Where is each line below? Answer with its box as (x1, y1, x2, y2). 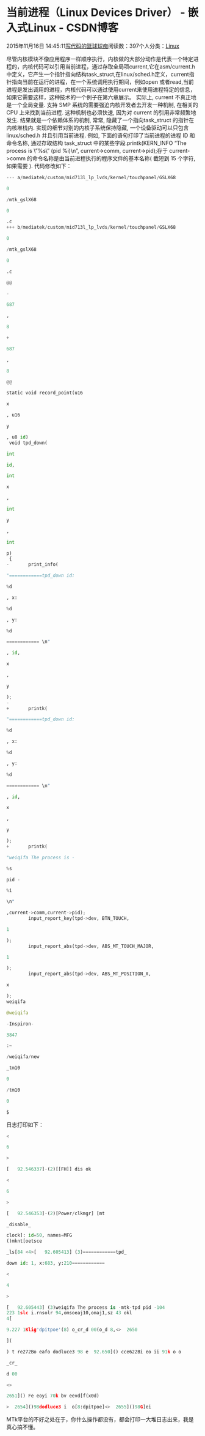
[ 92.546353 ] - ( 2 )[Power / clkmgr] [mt (6, 1210, 105, 1216)
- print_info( (6, 561, 59, 568)
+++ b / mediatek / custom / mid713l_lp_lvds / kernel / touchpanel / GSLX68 (6, 224, 176, 231)
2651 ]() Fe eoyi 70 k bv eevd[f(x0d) (6, 1393, 99, 1399)
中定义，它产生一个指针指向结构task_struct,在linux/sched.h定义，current (6, 70, 189, 78)
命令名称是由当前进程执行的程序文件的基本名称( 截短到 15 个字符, (32, 154, 196, 162)
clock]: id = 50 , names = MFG (6, 1232, 72, 1238)
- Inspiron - (6, 1021, 34, 1027)
